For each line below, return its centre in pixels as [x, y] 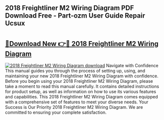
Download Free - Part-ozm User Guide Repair [75, 16]
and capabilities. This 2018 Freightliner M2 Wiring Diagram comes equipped [82, 97]
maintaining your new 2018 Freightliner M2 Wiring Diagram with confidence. [82, 76]
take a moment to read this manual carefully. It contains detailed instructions [82, 86]
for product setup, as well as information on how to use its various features [81, 92]
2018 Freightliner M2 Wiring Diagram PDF [70, 8]
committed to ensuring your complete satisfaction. [56, 112]
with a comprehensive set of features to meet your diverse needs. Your [77, 102]
